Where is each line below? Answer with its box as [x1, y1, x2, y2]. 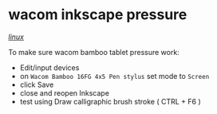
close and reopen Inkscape [19, 88, 110, 97]
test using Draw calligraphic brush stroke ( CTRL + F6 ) [19, 96, 201, 106]
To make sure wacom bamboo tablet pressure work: [8, 47, 180, 57]
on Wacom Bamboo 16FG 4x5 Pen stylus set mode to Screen [19, 71, 210, 81]
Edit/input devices [19, 62, 80, 73]
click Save [19, 80, 54, 89]
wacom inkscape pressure [8, 6, 187, 24]
